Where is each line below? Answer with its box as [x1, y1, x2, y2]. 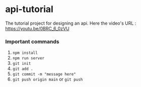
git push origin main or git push [12, 76, 83, 82]
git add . [12, 66, 34, 71]
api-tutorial [5, 4, 54, 15]
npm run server [12, 56, 45, 61]
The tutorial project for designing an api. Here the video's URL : [5, 20, 136, 26]
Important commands [5, 38, 59, 45]
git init [12, 61, 31, 66]
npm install [12, 50, 38, 56]
